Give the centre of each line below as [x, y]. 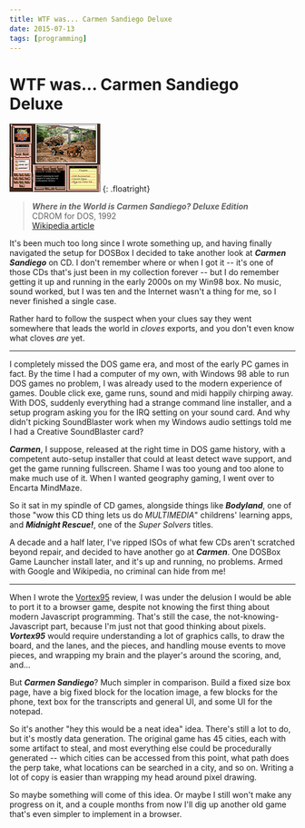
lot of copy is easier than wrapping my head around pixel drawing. [133, 777]
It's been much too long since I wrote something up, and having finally [141, 243]
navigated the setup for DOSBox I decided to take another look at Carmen [148, 253]
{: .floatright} [126, 189]
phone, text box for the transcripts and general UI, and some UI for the [141, 702]
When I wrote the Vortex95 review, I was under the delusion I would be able [151, 597]
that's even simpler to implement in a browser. [96, 814]
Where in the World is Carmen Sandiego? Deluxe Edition [140, 207]
